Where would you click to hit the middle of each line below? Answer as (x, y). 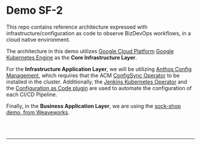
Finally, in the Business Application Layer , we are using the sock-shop (94, 106)
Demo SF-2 (35, 10)
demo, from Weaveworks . (38, 112)
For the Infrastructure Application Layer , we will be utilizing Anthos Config (99, 69)
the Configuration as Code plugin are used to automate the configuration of (99, 88)
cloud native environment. (38, 39)
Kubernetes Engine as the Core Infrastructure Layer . (72, 57)
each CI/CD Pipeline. (32, 94)
